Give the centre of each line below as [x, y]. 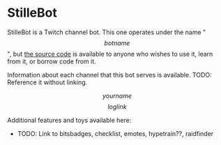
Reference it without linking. [47, 82]
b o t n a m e [117, 43]
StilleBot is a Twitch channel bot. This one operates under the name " [107, 32]
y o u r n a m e [117, 96]
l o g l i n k [117, 107]
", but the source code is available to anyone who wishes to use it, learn [110, 54]
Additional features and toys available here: [69, 120]
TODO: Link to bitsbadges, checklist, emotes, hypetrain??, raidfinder [115, 133]
